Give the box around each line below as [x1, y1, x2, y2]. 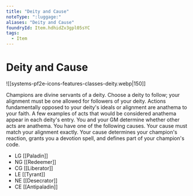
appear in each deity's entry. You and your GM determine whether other [6, 116, 180, 123]
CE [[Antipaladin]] [14, 183, 58, 190]
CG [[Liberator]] [14, 164, 54, 171]
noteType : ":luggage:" [6, 14, 61, 20]
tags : [6, 30, 19, 36]
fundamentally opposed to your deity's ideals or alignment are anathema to [6, 103, 187, 111]
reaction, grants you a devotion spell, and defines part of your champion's [6, 135, 185, 142]
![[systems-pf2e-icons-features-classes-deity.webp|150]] [6, 80, 146, 87]
